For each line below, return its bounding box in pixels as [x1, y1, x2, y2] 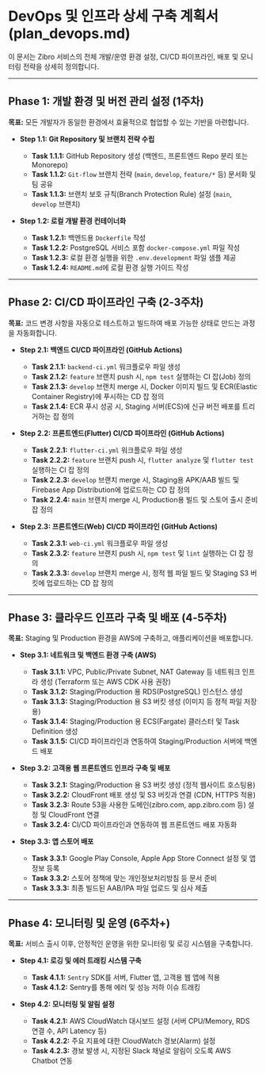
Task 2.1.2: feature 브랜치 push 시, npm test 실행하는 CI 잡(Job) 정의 [31, 371, 252, 381]
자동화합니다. [16, 328, 58, 337]
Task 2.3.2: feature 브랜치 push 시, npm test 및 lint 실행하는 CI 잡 [31, 548, 245, 558]
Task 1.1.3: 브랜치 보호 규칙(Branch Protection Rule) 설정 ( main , [31, 189, 232, 198]
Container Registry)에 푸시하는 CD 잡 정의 [31, 391, 165, 401]
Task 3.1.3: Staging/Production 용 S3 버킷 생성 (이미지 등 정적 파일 [31, 697, 243, 706]
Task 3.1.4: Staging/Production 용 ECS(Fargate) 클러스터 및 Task [31, 717, 240, 726]
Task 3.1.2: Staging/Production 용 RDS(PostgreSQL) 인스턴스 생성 [31, 687, 243, 697]
